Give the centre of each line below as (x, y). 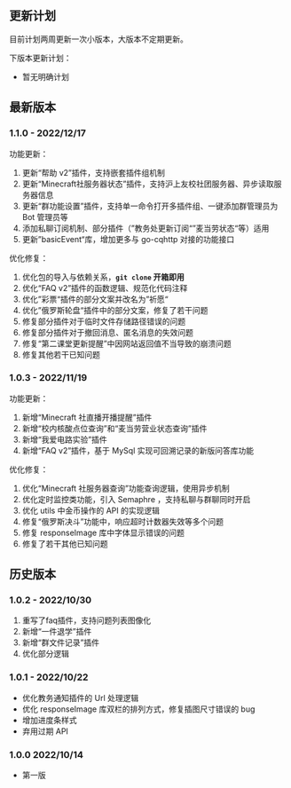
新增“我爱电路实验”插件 (65, 439)
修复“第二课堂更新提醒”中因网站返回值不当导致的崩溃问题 (127, 343)
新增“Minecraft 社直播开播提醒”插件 (87, 417)
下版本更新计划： (40, 58)
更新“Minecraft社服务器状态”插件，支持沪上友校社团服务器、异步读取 (148, 184)
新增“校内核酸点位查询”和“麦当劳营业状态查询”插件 (114, 428)
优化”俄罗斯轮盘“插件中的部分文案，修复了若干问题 (115, 310)
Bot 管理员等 (45, 217)
